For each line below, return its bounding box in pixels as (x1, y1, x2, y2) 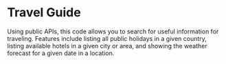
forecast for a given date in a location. (7, 49, 115, 57)
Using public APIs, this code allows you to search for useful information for (7, 27, 219, 35)
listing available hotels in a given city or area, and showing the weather (7, 42, 207, 50)
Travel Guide (7, 5, 81, 20)
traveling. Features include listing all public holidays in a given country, (7, 34, 207, 42)
